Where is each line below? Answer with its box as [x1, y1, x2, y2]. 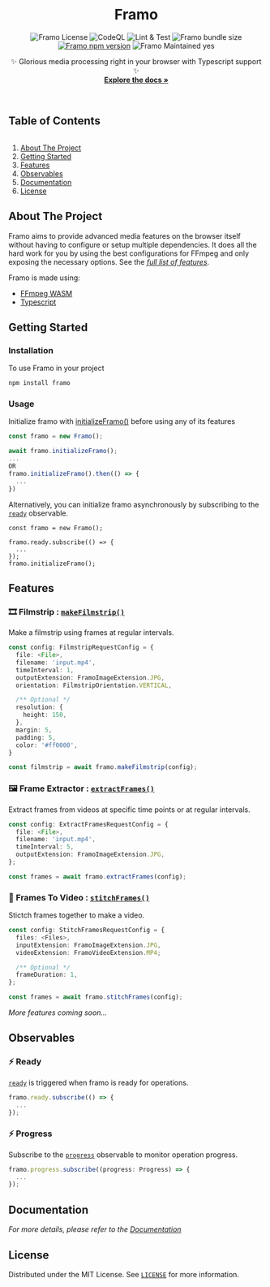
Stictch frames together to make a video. [8, 910, 145, 920]
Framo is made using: [8, 273, 81, 283]
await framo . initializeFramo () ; [8, 447, 118, 456]
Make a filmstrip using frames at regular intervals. [8, 628, 174, 637]
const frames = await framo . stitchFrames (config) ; [8, 993, 183, 1001]
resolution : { [15, 703, 63, 711]
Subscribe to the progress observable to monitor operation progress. [8, 1150, 238, 1160]
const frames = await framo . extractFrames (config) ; [8, 872, 186, 881]
